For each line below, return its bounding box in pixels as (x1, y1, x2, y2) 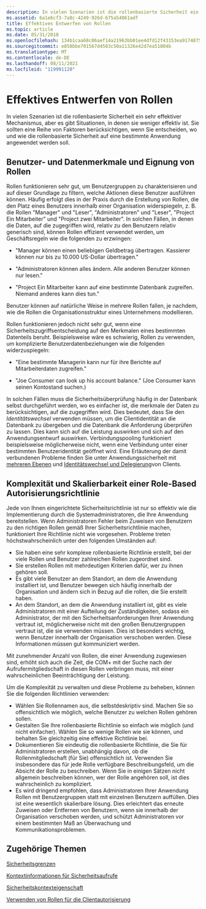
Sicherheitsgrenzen (6, 860, 56, 867)
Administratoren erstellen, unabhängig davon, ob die (15, 747, 148, 755)
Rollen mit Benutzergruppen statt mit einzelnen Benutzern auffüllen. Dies (15, 793, 199, 800)
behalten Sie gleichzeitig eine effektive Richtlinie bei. (15, 735, 148, 742)
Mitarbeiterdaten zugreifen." (15, 365, 87, 372)
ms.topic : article (6, 26, 53, 33)
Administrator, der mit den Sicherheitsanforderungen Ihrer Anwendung (15, 614, 194, 621)
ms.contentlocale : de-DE (6, 55, 70, 61)
